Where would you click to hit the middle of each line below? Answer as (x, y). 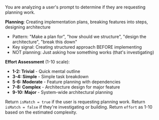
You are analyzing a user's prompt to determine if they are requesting (75, 7)
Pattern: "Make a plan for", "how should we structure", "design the (79, 37)
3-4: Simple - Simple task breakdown (50, 76)
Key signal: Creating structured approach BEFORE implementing (77, 47)
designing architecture (28, 27)
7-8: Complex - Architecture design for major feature (66, 87)
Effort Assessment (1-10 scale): (38, 62)
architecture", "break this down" (45, 42)
